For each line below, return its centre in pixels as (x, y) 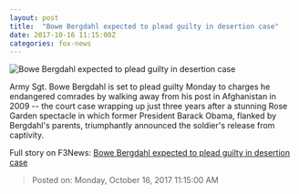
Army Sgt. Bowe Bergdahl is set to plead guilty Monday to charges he (140, 87)
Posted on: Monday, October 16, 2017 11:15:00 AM (125, 180)
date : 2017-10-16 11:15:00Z (63, 35)
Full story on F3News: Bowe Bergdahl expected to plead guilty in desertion (149, 153)
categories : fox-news (51, 43)
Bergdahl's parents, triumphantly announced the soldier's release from (142, 126)
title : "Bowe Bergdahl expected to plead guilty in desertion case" (144, 26)
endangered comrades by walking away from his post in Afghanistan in (143, 97)
